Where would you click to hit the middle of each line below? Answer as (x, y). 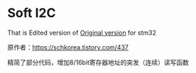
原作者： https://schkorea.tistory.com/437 (68, 47)
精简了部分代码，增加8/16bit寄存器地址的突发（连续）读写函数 (98, 62)
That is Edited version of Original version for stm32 (82, 33)
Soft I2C (32, 13)
